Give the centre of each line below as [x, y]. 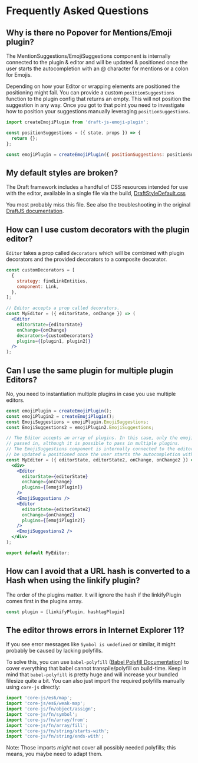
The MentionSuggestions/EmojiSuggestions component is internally [88, 56]
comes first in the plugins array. [44, 601]
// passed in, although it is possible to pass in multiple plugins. [93, 444]
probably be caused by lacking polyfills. [55, 651]
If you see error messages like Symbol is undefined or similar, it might [91, 644]
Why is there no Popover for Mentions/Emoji [89, 33]
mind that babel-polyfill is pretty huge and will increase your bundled [92, 674]
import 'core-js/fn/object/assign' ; [51, 709]
